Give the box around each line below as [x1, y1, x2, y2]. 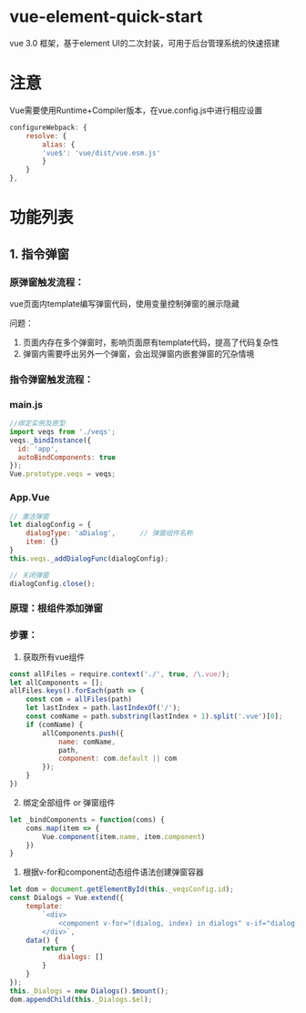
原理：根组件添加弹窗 [9, 603, 103, 615]
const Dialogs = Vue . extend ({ [9, 894, 125, 903]
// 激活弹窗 [9, 512, 50, 521]
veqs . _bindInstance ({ [9, 435, 92, 445]
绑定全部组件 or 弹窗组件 [22, 796, 116, 807]
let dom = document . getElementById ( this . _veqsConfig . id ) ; [9, 885, 234, 894]
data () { [25, 936, 59, 945]
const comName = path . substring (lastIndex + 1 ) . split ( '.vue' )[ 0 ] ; [25, 712, 283, 721]
